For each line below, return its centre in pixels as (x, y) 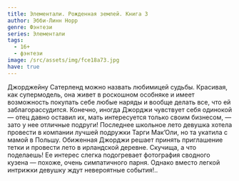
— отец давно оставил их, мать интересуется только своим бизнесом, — (119, 117)
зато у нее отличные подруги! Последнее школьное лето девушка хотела (120, 124)
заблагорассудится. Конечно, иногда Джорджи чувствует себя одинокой (120, 109)
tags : (15, 40)
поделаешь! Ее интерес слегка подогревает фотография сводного (109, 155)
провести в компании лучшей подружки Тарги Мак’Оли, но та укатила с (118, 132)
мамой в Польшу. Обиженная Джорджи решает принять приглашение (115, 140)
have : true (24, 67)
